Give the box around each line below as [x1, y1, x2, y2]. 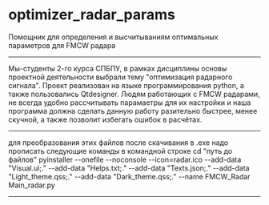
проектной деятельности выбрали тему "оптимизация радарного [8, 72, 233, 82]
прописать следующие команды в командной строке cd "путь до [8, 146, 233, 155]
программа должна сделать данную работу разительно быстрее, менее [8, 106, 258, 115]
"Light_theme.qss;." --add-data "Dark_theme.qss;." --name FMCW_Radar [8, 171, 251, 181]
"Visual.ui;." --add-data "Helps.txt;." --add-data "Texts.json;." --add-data [8, 163, 250, 173]
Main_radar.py [8, 180, 56, 190]
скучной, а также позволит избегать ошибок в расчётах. [8, 115, 203, 124]
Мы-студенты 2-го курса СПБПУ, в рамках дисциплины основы [8, 63, 227, 73]
